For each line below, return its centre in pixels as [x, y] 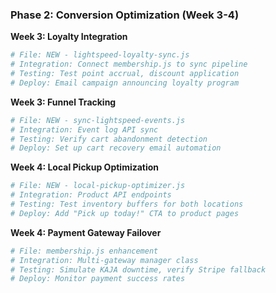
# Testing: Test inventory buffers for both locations [127, 204]
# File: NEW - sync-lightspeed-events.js [98, 120]
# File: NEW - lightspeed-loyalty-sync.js [100, 55]
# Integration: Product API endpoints [91, 195]
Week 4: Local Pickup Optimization [85, 167]
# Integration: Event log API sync [84, 129]
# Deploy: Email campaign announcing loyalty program [125, 83]
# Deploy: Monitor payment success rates [98, 279]
